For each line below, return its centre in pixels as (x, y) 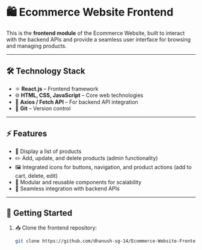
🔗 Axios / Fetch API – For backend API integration (76, 102)
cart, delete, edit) (36, 175)
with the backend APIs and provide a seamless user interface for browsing (99, 39)
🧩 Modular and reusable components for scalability (78, 182)
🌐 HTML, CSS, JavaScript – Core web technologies (79, 95)
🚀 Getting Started (39, 213)
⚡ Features (27, 134)
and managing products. (37, 46)
